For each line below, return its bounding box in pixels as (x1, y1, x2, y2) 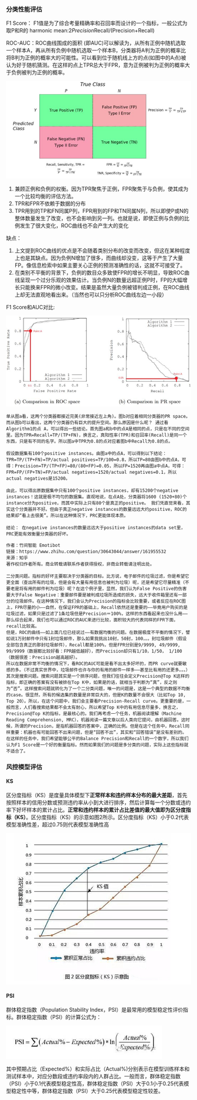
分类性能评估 (6, 5, 43, 13)
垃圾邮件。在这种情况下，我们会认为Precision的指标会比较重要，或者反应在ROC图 (14, 598, 186, 604)
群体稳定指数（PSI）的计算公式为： (16, 1014, 101, 1021)
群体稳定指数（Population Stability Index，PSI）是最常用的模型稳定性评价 (6, 1007, 184, 1014)
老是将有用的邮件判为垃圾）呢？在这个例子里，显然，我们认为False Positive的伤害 (10, 586, 187, 591)
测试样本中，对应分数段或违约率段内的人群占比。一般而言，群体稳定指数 (6, 1073, 181, 1080)
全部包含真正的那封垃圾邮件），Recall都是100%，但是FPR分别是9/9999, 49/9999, (6, 642, 181, 648)
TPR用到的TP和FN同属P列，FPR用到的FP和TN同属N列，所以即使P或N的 (14, 207, 189, 214)
